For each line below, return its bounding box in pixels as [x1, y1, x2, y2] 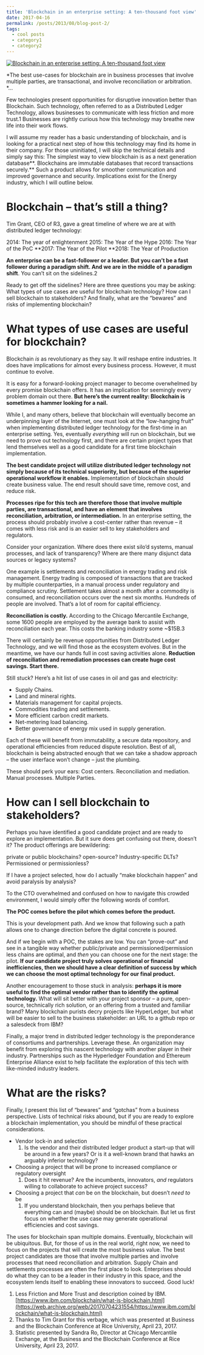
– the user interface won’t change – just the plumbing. [6, 756, 141, 763]
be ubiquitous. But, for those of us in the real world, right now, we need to [6, 1239, 191, 1247]
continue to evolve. [6, 368, 55, 375]
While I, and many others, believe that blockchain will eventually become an [6, 411, 195, 418]
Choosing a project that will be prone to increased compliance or [15, 1163, 177, 1170]
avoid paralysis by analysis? [6, 878, 76, 885]
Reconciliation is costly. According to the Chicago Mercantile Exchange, [6, 612, 189, 619]
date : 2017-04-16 [6, 15, 50, 21]
